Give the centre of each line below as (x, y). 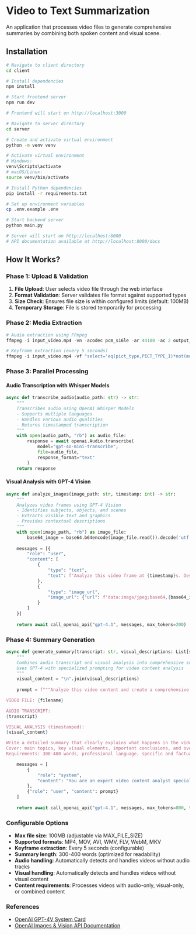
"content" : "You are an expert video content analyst (104, 781)
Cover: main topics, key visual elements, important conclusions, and (94, 748)
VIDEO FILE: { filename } (35, 700)
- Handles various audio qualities (60, 420)
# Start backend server (35, 220)
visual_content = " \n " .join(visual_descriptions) (78, 679)
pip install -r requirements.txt (47, 193)
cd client (18, 71)
